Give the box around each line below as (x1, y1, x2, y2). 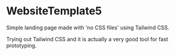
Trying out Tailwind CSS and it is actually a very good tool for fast (6, 35, 168, 42)
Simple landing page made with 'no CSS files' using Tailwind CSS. (6, 24, 170, 31)
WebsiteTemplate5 (6, 4, 102, 18)
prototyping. (6, 42, 37, 49)
